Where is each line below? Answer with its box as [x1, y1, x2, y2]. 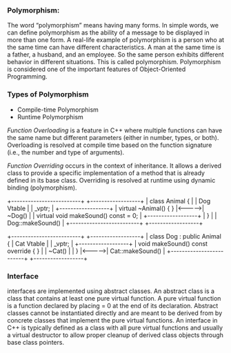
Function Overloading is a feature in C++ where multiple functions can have [7, 126, 223, 134]
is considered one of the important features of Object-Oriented [7, 65, 186, 74]
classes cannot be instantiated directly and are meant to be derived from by [7, 309, 223, 317]
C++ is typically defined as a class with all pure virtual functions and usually [7, 323, 223, 332]
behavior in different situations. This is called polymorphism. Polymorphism [7, 58, 221, 66]
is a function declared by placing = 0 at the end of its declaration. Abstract [7, 301, 219, 310]
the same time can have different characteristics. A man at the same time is [7, 43, 221, 52]
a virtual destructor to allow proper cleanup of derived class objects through [7, 330, 224, 339]
